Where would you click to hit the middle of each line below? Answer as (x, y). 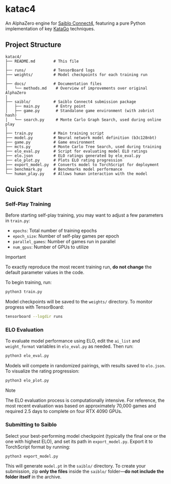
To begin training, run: (29, 282)
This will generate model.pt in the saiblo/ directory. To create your (76, 466)
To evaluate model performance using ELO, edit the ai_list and (73, 341)
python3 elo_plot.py (27, 381)
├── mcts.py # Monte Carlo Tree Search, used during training (83, 147)
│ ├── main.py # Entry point (46, 106)
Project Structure (33, 45)
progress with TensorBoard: (35, 307)
